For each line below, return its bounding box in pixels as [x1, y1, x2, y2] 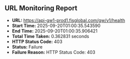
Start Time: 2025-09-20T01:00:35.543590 [11, 22, 101, 28]
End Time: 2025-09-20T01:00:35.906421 [11, 27, 98, 34]
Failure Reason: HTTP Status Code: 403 [11, 49, 95, 55]
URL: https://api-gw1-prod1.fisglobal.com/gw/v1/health [11, 17, 125, 23]
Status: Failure [11, 43, 43, 49]
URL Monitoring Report [4, 4, 78, 12]
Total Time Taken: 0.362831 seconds [11, 33, 89, 39]
